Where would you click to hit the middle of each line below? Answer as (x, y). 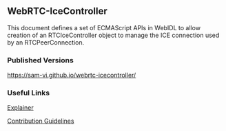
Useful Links (29, 93)
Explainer (20, 108)
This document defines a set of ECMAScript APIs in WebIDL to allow (104, 27)
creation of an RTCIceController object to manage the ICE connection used (113, 35)
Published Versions (40, 60)
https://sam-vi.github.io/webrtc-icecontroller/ (72, 75)
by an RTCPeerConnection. (46, 42)
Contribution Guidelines (41, 121)
